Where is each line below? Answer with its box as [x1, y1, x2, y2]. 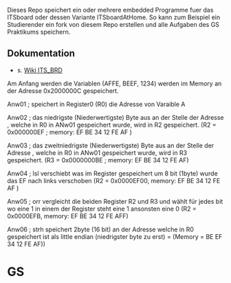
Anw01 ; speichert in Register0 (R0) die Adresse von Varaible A [7, 100, 186, 108]
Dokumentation [7, 48, 76, 59]
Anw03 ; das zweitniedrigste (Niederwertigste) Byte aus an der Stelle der [7, 141, 214, 149]
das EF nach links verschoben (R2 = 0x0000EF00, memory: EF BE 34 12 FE [7, 176, 221, 185]
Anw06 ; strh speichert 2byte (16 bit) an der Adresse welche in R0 [7, 225, 194, 233]
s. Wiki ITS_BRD [16, 65, 63, 74]
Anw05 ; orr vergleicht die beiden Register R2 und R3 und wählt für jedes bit [7, 197, 223, 205]
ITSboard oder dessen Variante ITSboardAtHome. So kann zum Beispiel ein [7, 13, 221, 21]
